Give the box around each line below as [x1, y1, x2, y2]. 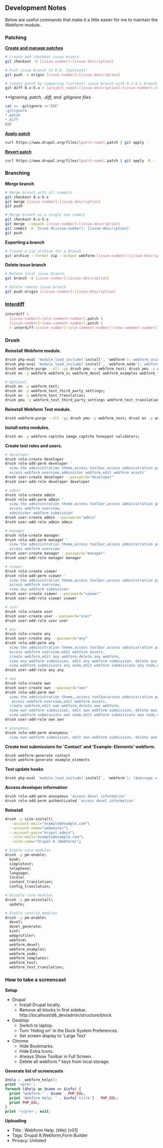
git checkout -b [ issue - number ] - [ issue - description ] [5, 59, 114, 64]
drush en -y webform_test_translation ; [5, 393, 86, 398]
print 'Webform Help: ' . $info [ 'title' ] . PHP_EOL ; [9, 1096, 118, 1100]
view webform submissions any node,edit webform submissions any [9, 663, 145, 668]
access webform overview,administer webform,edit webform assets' [9, 470, 147, 475]
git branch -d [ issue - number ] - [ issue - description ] [5, 276, 110, 281]
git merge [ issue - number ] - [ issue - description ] [5, 199, 101, 204]
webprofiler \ [9, 933, 36, 938]
